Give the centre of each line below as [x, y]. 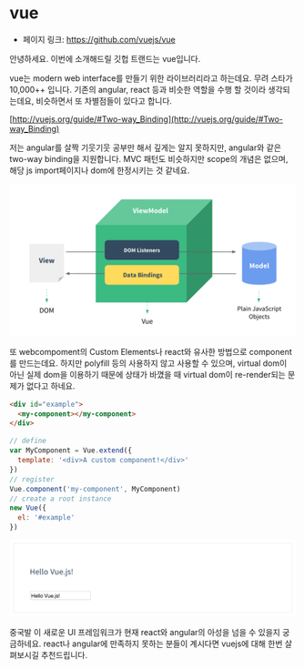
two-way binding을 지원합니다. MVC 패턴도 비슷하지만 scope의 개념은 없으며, [149, 158]
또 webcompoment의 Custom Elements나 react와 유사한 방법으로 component [151, 351]
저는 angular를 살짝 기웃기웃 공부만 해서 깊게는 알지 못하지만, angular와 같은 [146, 147]
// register [32, 479]
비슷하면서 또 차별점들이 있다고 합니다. [104, 101]
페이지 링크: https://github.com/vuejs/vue [99, 39]
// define [28, 441]
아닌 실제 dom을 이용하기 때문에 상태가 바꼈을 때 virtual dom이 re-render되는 [148, 374]
